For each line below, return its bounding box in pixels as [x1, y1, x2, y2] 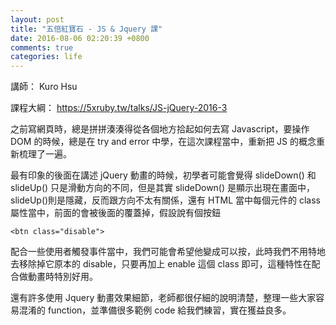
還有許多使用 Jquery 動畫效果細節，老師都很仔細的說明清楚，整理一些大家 [10, 292, 317, 304]
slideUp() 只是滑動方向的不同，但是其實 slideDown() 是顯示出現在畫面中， [10, 182, 316, 194]
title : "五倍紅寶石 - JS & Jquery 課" [10, 24, 163, 34]
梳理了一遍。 [18, 148, 72, 160]
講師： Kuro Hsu [10, 81, 78, 93]
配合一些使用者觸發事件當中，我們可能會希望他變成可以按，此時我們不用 [10, 246, 308, 258]
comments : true [10, 42, 74, 53]
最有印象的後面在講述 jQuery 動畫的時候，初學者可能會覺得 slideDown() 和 [10, 169, 317, 181]
